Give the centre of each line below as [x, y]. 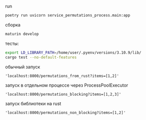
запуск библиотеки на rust [33, 104]
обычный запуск [23, 67]
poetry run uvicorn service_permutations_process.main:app [68, 15]
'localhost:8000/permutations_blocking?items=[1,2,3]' [63, 94]
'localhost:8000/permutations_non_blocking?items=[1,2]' [66, 113]
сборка [13, 25]
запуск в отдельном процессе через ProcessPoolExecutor [67, 85]
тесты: [12, 43]
